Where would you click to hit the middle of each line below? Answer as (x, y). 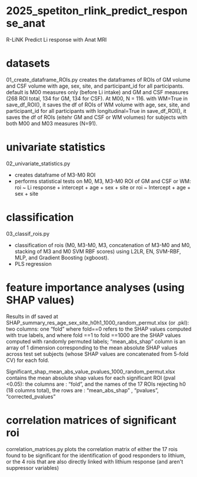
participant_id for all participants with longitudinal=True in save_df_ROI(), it (96, 111)
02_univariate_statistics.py (38, 164)
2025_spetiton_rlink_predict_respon (97, 11)
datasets (28, 64)
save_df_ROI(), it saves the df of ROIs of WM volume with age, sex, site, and (98, 105)
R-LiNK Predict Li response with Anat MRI (56, 39)
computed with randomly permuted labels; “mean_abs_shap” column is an (96, 341)
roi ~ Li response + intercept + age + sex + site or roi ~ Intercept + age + (103, 187)
